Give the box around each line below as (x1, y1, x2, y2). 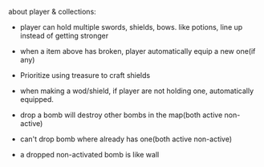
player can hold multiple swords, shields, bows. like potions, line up (19, 22, 243, 31)
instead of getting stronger (19, 31, 109, 40)
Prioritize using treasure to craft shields (19, 71, 151, 79)
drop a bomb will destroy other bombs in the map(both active (19, 110, 223, 120)
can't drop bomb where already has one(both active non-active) (19, 134, 233, 144)
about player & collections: (8, 7, 96, 16)
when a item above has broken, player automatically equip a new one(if (19, 47, 256, 55)
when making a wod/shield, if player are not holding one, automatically (19, 86, 254, 96)
